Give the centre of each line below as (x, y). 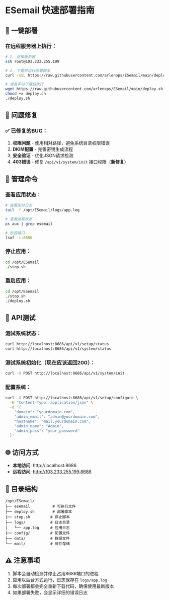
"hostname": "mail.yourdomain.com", (53, 421)
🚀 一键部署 (21, 30)
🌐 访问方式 (22, 452)
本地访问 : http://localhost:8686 (45, 466)
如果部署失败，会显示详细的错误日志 (50, 592)
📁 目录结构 (21, 489)
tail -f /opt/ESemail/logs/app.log (43, 210)
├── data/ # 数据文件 (38, 538)
